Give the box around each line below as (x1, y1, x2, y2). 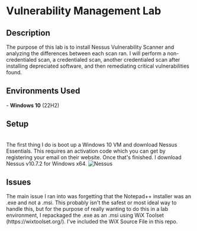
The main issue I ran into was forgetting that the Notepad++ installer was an (6, 193, 191, 200)
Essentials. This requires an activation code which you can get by (6, 147, 166, 154)
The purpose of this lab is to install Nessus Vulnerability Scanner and (6, 43, 175, 50)
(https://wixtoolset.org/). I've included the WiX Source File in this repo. (6, 218, 178, 225)
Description (6, 28, 50, 38)
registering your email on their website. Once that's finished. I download (6, 153, 182, 161)
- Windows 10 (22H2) (6, 102, 60, 109)
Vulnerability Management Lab (6, 4, 162, 18)
